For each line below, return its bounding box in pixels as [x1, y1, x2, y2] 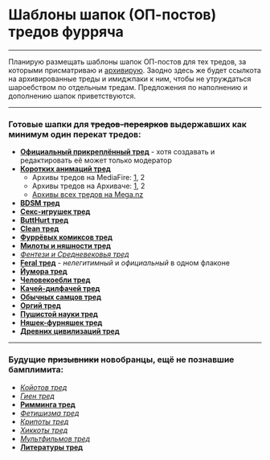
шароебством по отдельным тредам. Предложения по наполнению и [8, 82, 247, 92]
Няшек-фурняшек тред [19, 318, 103, 327]
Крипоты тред [19, 417, 69, 426]
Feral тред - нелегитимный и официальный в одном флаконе [19, 258, 231, 268]
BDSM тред [19, 199, 60, 208]
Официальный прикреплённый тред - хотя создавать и [19, 147, 215, 157]
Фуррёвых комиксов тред [19, 232, 112, 242]
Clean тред [19, 224, 59, 234]
